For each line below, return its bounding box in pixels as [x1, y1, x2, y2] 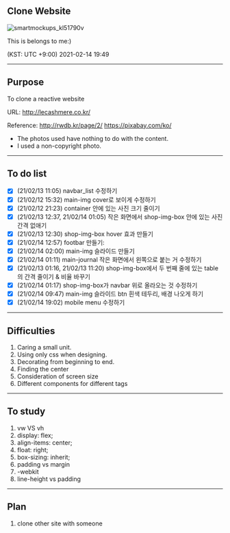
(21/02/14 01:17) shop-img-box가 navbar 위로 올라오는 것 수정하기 [16, 281, 198, 289]
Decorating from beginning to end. [16, 358, 115, 365]
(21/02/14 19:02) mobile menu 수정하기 [16, 298, 125, 307]
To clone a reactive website [7, 94, 85, 103]
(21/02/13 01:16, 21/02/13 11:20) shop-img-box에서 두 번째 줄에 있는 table [16, 263, 219, 272]
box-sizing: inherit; [16, 453, 71, 461]
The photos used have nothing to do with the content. [16, 134, 169, 142]
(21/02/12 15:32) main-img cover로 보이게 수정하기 [16, 195, 156, 204]
